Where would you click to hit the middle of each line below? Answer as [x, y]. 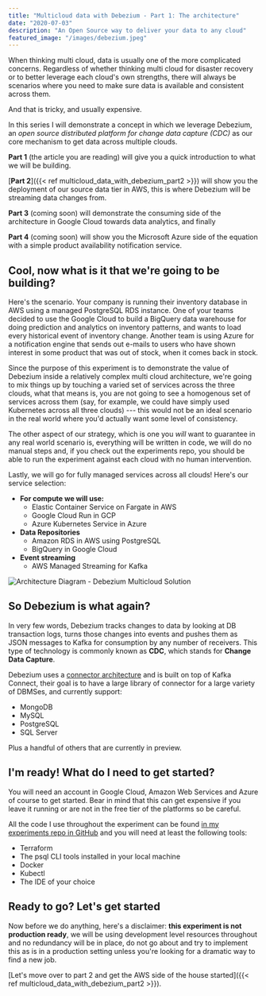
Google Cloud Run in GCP [74, 515]
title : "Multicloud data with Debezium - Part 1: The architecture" [124, 15]
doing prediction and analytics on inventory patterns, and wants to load [125, 327]
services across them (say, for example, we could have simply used [119, 402]
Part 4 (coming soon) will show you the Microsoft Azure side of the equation [133, 237]
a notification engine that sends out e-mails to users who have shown [122, 344]
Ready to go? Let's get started [84, 907]
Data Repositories [50, 532]
